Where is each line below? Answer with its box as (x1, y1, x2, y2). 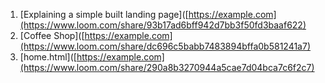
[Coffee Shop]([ (19, 30, 85, 41)
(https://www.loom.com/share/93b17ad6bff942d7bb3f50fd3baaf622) (19, 19, 307, 31)
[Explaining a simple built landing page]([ (19, 9, 189, 20)
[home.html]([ (19, 51, 77, 63)
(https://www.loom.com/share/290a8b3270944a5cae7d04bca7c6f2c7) (19, 62, 315, 73)
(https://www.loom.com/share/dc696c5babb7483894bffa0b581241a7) (19, 40, 312, 52)
